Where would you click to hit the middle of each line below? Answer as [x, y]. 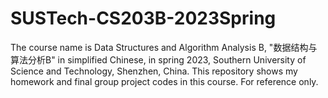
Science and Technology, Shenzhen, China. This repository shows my [154, 71]
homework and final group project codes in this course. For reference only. [164, 81]
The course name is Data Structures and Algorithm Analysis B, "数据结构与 [164, 47]
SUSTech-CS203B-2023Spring [143, 18]
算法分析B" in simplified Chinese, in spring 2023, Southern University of [158, 59]
